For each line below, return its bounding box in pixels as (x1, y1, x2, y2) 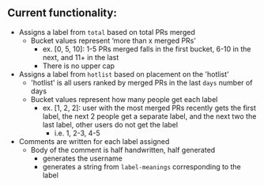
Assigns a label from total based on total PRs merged (18, 27, 195, 36)
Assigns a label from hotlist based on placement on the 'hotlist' (18, 69, 230, 78)
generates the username (42, 154, 123, 163)
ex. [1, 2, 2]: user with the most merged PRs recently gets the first (42, 103, 256, 112)
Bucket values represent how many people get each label (30, 94, 218, 104)
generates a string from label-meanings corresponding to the (42, 161, 242, 171)
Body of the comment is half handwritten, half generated (30, 145, 216, 154)
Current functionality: (7, 6, 118, 20)
